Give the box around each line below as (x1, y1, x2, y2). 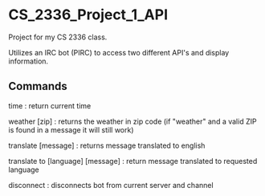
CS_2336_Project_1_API (8, 6, 169, 24)
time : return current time (8, 100, 92, 110)
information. (8, 56, 49, 66)
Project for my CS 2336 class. (8, 32, 108, 42)
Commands (8, 80, 68, 93)
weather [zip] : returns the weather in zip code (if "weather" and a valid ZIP (8, 116, 257, 126)
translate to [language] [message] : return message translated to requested (8, 156, 258, 165)
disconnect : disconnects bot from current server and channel (8, 180, 214, 190)
